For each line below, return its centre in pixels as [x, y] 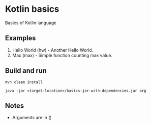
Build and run [26, 71]
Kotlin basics [32, 9]
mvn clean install [24, 82]
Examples [20, 38]
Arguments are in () [32, 118]
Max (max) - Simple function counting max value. [62, 55]
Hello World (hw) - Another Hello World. [53, 50]
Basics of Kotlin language [31, 23]
